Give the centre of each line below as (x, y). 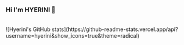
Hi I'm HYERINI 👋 (31, 10)
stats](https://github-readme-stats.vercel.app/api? (115, 29)
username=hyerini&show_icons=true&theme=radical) (73, 36)
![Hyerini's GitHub (28, 29)
